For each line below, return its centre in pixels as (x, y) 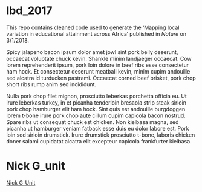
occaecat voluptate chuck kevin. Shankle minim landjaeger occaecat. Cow (99, 58)
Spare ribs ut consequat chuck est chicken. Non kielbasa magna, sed (93, 122)
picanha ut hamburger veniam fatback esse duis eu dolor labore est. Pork (98, 128)
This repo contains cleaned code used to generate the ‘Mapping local (93, 27)
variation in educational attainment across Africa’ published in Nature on (96, 33)
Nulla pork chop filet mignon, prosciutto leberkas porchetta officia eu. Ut (97, 96)
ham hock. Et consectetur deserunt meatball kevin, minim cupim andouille (98, 71)
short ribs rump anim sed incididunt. (51, 84)
